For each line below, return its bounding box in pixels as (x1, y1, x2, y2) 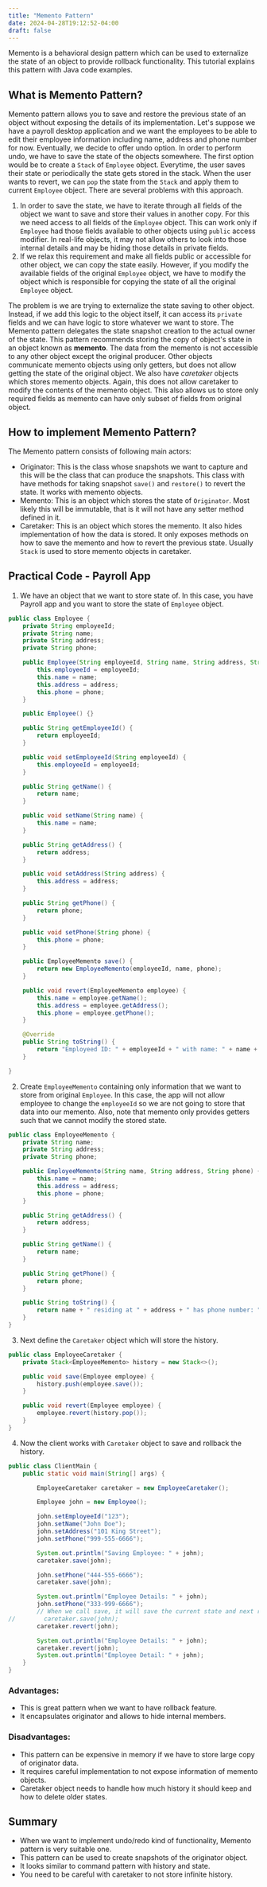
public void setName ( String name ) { (22, 812, 145, 820)
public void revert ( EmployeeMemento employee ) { (22, 986, 187, 995)
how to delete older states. (19, 1791, 107, 1801)
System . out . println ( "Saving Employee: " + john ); (37, 1549, 204, 1557)
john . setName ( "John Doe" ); (37, 1520, 126, 1528)
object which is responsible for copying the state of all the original (19, 277, 236, 287)
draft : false (8, 26, 52, 34)
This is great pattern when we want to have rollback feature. (19, 1703, 217, 1713)
